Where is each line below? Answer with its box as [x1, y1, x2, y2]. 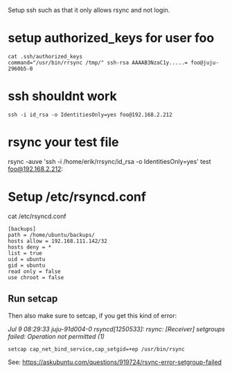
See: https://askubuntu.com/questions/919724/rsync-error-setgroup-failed [8, 358, 222, 366]
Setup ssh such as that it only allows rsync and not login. [8, 6, 170, 14]
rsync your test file [8, 135, 119, 150]
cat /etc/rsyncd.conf [8, 212, 66, 220]
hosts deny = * [8, 243, 52, 251]
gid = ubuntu [8, 262, 46, 269]
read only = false [8, 267, 61, 275]
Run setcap [8, 293, 58, 305]
